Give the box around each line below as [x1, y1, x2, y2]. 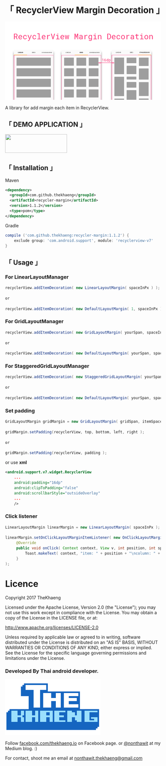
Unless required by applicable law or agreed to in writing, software [5, 634, 141, 640]
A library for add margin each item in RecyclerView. [5, 105, 110, 111]
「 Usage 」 [5, 258, 42, 267]
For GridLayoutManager [5, 318, 64, 325]
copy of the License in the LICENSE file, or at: [5, 615, 98, 621]
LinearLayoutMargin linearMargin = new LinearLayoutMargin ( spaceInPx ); [5, 525, 161, 530]
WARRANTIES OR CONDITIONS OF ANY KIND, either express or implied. [5, 644, 152, 650]
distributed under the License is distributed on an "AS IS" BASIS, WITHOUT [5, 639, 158, 645]
